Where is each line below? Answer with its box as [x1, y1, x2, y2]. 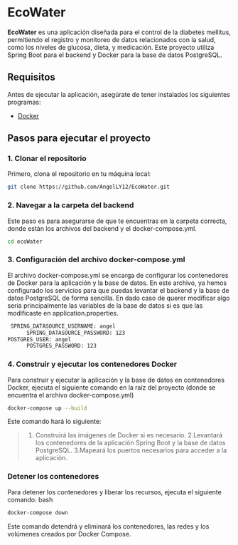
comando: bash [7, 495, 53, 504]
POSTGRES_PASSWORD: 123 [26, 343, 97, 350]
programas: [7, 98, 41, 106]
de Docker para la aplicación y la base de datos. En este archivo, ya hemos [7, 279, 227, 287]
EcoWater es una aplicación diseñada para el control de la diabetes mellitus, [7, 28, 231, 36]
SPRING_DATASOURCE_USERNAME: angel [10, 322, 116, 330]
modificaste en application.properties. [7, 308, 119, 317]
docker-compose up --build [7, 404, 87, 412]
